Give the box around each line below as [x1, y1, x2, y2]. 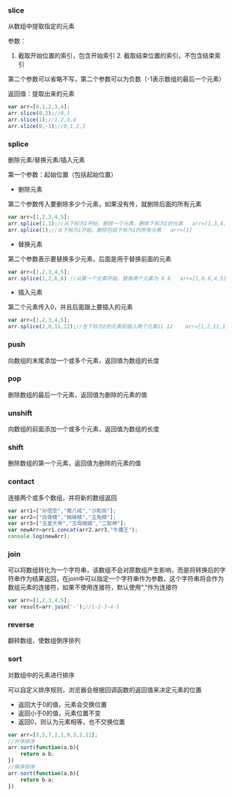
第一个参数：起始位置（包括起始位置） [8, 170, 117, 179]
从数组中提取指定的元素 [8, 22, 75, 30]
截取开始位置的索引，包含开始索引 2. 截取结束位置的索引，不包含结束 [17, 51, 215, 60]
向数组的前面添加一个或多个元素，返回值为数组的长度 [8, 425, 160, 433]
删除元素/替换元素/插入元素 [8, 156, 86, 164]
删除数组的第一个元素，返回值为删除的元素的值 [8, 459, 141, 467]
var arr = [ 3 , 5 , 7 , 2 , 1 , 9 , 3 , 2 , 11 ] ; [8, 731, 98, 739]
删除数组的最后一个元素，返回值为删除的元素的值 [8, 390, 147, 399]
